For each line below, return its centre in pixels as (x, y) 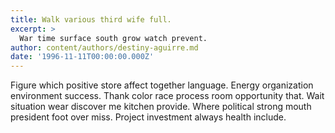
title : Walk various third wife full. (91, 19)
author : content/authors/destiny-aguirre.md (104, 47)
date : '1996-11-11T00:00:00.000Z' (82, 57)
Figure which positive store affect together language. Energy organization (162, 85)
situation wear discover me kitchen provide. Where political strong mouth (161, 107)
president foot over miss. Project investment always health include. (148, 117)
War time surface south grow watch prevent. (113, 38)
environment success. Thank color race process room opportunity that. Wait (167, 96)
